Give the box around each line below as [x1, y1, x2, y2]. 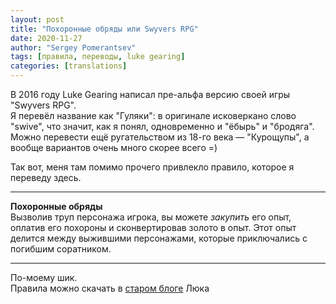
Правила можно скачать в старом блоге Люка [10, 282, 210, 294]
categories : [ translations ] [10, 61, 128, 71]
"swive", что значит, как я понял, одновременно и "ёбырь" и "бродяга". [10, 121, 315, 132]
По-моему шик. [10, 272, 78, 283]
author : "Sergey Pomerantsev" [10, 42, 137, 53]
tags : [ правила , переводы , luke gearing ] [10, 52, 186, 62]
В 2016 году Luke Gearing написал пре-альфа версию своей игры [10, 89, 291, 100]
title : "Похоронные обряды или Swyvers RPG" [10, 24, 199, 34]
